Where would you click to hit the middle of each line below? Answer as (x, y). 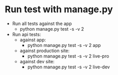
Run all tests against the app (42, 23)
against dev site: (37, 61)
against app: (33, 40)
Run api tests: (27, 34)
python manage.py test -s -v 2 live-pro (68, 56)
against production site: (45, 51)
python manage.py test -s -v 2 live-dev (69, 67)
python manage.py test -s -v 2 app (64, 45)
